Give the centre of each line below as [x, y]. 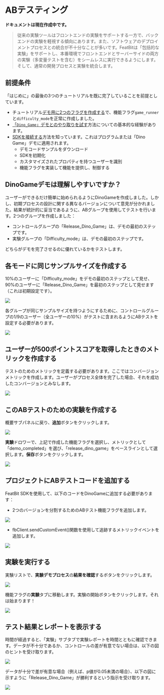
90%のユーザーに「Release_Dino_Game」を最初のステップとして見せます [80, 285]
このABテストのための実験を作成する [61, 409]
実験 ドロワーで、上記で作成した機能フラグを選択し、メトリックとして [76, 442]
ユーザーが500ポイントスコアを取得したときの [76, 349]
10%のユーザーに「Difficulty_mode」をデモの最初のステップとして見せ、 [79, 279]
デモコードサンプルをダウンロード [54, 149]
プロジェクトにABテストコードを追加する [68, 481]
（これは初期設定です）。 [30, 291]
